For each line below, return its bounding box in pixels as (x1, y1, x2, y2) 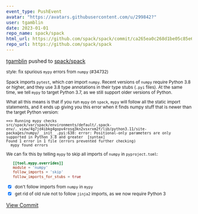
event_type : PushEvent (6, 8, 62, 15)
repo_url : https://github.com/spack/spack (6, 42, 112, 48)
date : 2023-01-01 (6, 25, 49, 31)
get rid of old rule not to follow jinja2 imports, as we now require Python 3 (14, 190, 166, 197)
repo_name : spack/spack (6, 31, 65, 36)
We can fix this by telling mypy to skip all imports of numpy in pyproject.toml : (6, 151, 158, 157)
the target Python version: (6, 109, 59, 115)
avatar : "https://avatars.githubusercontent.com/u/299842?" (6, 14, 157, 20)
